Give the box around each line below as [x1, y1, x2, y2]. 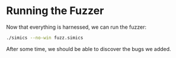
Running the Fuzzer [6, 4, 104, 18]
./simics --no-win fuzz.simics [6, 35, 84, 40]
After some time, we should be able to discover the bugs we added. [6, 45, 171, 52]
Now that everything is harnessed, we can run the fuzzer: [6, 23, 147, 30]
